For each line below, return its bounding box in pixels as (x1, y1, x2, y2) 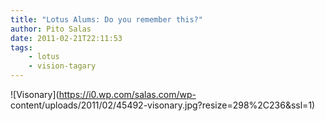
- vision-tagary (28, 61, 97, 71)
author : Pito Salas (10, 24, 92, 34)
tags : (10, 42, 33, 53)
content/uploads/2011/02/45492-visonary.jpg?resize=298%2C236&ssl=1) (10, 99, 316, 111)
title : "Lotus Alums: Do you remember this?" (10, 14, 203, 25)
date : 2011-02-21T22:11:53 (10, 33, 123, 43)
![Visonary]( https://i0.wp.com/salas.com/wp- (10, 89, 197, 100)
